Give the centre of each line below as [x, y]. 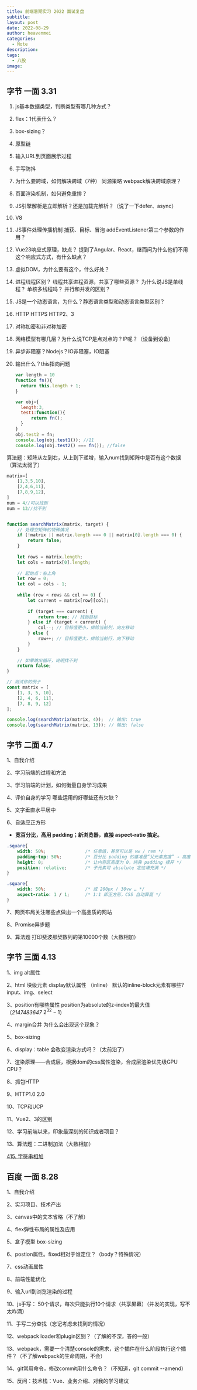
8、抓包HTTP [23, 1082]
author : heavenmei [29, 33]
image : [15, 66]
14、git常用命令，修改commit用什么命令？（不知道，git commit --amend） [96, 1368]
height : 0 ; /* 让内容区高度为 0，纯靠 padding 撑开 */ [100, 862]
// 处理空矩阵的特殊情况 [43, 530]
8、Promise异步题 [28, 924]
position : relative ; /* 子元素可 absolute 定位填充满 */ [92, 868]
